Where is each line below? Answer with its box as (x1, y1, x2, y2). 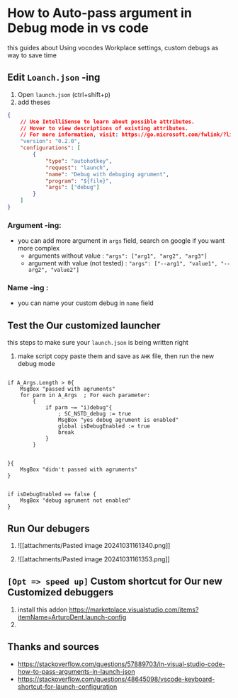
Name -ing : (7, 283, 49, 293)
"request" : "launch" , (45, 164, 110, 171)
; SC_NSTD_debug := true (57, 411, 132, 418)
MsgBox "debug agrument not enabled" (20, 497, 132, 504)
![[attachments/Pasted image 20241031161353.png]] (17, 555, 170, 563)
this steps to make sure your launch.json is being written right (7, 338, 189, 347)
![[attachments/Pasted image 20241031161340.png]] (17, 542, 171, 550)
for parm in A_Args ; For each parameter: (20, 391, 151, 399)
